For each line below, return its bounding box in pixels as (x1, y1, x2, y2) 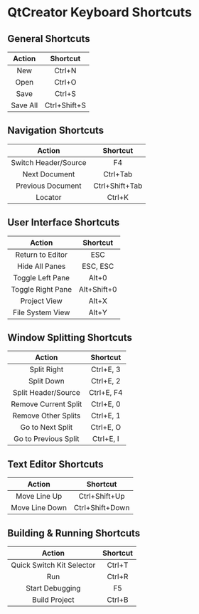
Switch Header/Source (11, 157, 87, 167)
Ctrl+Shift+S (45, 100, 87, 110)
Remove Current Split (11, 399, 82, 409)
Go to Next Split (20, 423, 73, 433)
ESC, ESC (81, 261, 114, 271)
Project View (20, 296, 63, 306)
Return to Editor (15, 250, 68, 260)
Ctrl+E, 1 (91, 411, 121, 420)
